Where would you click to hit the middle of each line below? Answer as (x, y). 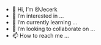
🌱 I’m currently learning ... (45, 22)
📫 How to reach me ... (40, 36)
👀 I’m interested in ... (38, 16)
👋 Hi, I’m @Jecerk (35, 9)
